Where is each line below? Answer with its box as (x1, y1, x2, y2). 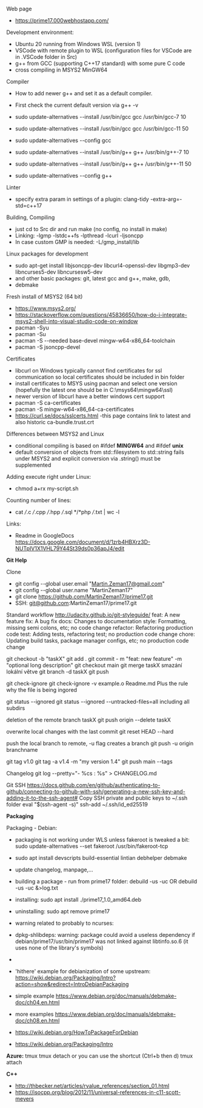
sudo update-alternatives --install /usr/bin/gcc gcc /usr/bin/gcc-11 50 (15, 125, 189, 132)
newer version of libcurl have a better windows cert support (15, 393, 165, 400)
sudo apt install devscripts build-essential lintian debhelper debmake (15, 854, 187, 861)
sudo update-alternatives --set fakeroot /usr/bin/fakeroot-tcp (15, 843, 168, 850)
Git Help (6, 556, 27, 564)
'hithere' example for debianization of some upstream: (15, 968, 151, 975)
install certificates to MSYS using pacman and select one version (15, 380, 178, 387)
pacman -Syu (15, 324, 50, 331)
